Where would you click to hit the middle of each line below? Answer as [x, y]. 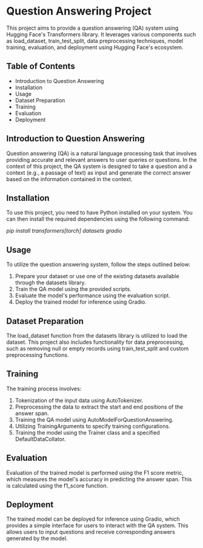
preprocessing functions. [38, 355]
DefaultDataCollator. [40, 439]
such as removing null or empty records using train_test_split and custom [98, 349]
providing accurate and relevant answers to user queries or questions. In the [101, 159]
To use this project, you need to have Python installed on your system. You [99, 213]
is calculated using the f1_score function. [57, 486]
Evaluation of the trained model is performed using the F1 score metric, [95, 473]
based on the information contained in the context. [69, 179]
